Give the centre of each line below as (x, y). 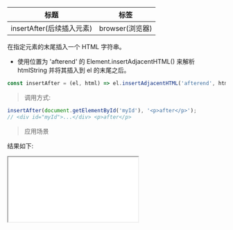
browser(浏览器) (126, 28)
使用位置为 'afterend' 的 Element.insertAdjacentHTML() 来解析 (106, 61)
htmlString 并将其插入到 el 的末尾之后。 (74, 70)
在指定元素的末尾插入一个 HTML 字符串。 (66, 47)
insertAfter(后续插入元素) (51, 28)
